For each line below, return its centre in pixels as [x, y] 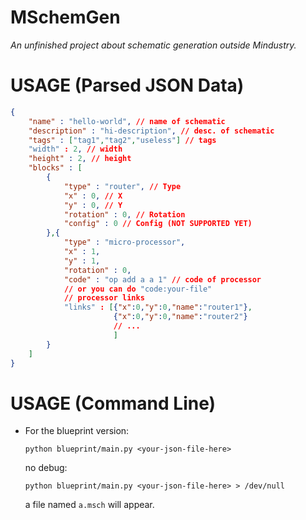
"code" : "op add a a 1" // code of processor [162, 279]
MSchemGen [65, 17]
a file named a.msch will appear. [89, 505]
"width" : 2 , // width [75, 149]
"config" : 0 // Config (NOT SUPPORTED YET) [158, 224]
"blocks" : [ [55, 168]
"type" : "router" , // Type [122, 186]
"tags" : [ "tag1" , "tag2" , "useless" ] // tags [122, 140]
